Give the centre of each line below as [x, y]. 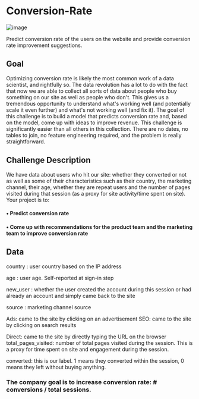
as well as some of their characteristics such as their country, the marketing [99, 181]
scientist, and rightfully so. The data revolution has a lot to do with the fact [97, 84]
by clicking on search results [41, 325]
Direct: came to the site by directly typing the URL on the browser [86, 337]
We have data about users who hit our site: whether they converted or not [97, 174]
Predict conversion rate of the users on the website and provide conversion [99, 39]
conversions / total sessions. [49, 389]
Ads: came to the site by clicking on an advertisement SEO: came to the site [99, 319]
